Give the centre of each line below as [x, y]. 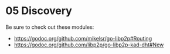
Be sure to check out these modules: [50, 27]
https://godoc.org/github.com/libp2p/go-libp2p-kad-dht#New [89, 45]
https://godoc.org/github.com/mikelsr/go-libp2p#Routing [83, 38]
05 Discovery [39, 11]
